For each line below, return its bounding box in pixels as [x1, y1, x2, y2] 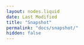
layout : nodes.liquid [6, 8, 60, 15]
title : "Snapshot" [6, 19, 52, 25]
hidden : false [6, 30, 42, 36]
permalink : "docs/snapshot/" [6, 25, 79, 31]
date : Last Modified [6, 14, 58, 20]
